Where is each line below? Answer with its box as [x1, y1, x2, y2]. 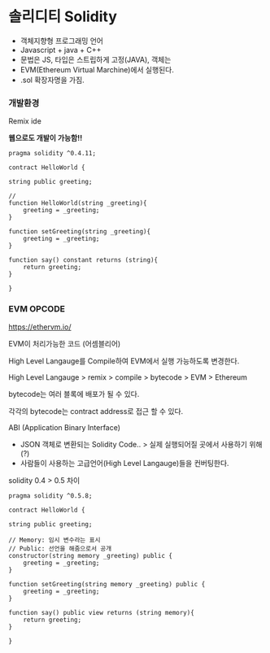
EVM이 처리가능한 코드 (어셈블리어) [8, 338, 121, 348]
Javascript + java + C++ [20, 45, 102, 54]
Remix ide [8, 116, 42, 126]
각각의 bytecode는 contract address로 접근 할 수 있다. [8, 406, 184, 416]
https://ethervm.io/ [8, 322, 72, 332]
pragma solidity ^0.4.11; [8, 150, 96, 158]
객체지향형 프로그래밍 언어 [20, 36, 104, 46]
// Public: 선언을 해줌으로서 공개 [8, 544, 112, 553]
